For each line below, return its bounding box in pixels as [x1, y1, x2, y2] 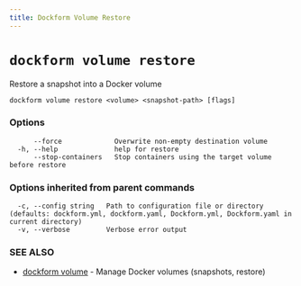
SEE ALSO [9, 246, 55, 259]
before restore [9, 160, 67, 169]
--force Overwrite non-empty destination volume [32, 137, 269, 146]
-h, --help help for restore [17, 145, 179, 154]
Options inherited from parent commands [9, 181, 196, 193]
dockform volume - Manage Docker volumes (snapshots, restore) [22, 266, 266, 277]
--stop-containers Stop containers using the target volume [32, 152, 272, 162]
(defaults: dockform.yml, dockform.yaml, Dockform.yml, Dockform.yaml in [9, 210, 293, 219]
